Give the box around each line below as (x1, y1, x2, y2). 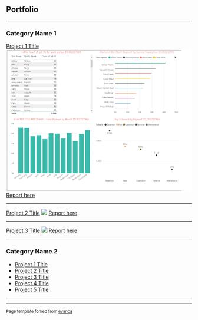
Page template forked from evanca (6, 308, 72, 314)
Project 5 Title (14, 286, 49, 293)
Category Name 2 (6, 248, 58, 256)
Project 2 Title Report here (6, 209, 78, 217)
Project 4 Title (14, 279, 49, 286)
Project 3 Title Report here (6, 227, 78, 235)
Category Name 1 (6, 29, 57, 37)
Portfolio (6, 5, 39, 15)
